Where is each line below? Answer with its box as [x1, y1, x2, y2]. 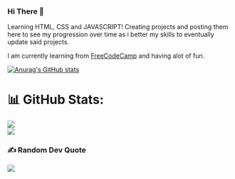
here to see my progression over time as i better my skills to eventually [7, 30, 215, 39]
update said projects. [7, 38, 70, 46]
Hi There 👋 [7, 6, 44, 16]
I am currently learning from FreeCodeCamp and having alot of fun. [7, 51, 205, 60]
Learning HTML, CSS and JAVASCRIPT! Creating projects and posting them [7, 23, 229, 31]
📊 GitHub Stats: [7, 92, 105, 108]
